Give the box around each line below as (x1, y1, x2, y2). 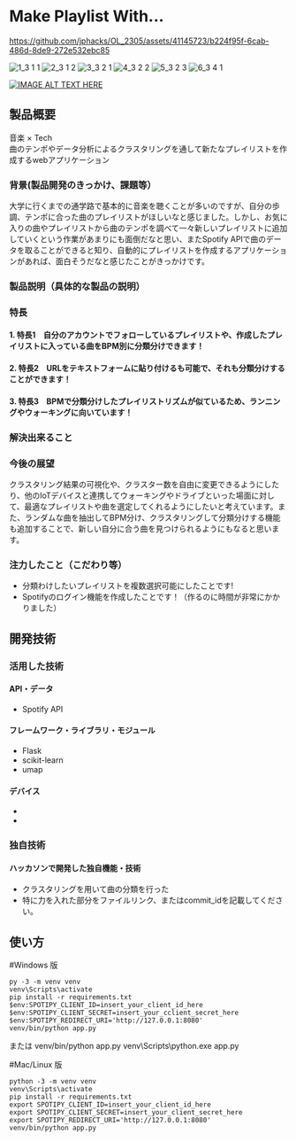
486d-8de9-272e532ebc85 (9, 44, 110, 55)
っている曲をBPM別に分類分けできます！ (55, 341, 205, 352)
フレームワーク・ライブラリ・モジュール (9, 725, 156, 736)
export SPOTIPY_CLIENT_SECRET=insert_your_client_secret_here (9, 1108, 243, 1117)
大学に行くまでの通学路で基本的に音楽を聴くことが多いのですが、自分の (9, 201, 272, 212)
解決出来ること (9, 431, 73, 444)
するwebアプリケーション (16, 154, 110, 165)
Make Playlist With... (9, 6, 164, 27)
